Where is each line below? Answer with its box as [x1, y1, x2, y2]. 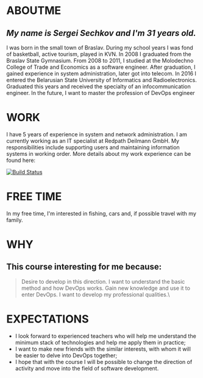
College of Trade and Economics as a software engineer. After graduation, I [6, 63, 196, 71]
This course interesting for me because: [6, 262, 162, 272]
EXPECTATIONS [6, 312, 89, 326]
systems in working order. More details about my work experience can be [6, 150, 191, 157]
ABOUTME [6, 4, 62, 18]
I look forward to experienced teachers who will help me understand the [15, 332, 196, 340]
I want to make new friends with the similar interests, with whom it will [15, 345, 191, 352]
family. [6, 216, 23, 223]
